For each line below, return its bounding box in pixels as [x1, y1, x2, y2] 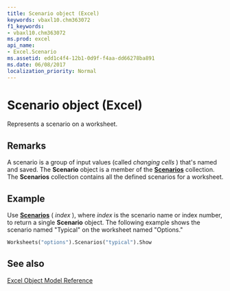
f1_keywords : [7, 23, 45, 30]
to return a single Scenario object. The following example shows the [7, 218, 200, 227]
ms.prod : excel [7, 36, 51, 43]
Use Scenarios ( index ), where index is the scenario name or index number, [7, 211, 223, 219]
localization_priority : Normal [7, 67, 97, 74]
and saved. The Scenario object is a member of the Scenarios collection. [7, 166, 215, 174]
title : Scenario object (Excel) [7, 10, 100, 17]
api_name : [7, 42, 36, 49]
